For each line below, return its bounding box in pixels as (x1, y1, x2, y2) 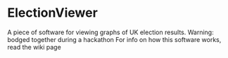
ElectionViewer (7, 5, 99, 21)
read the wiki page (7, 43, 61, 51)
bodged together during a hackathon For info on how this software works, (7, 35, 222, 43)
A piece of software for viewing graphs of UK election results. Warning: (7, 28, 214, 36)
